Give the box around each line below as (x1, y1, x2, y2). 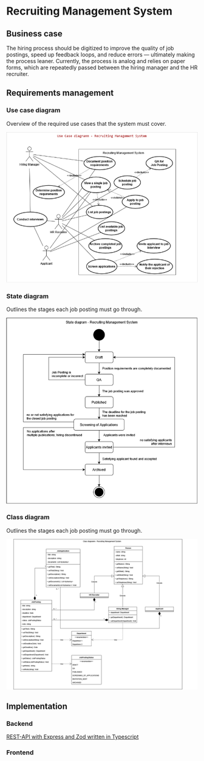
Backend (6, 719, 33, 728)
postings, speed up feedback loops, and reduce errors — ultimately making (6, 51, 195, 58)
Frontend (6, 748, 34, 757)
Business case (6, 29, 63, 39)
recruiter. (6, 70, 29, 77)
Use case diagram (6, 106, 61, 115)
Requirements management (6, 88, 114, 98)
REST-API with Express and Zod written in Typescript (6, 733, 139, 740)
